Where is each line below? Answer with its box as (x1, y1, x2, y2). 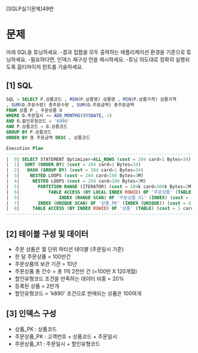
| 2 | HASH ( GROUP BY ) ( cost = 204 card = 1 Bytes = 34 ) (6, 167, 144, 173)
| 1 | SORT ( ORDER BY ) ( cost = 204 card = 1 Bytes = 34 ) (6, 161, 141, 168)
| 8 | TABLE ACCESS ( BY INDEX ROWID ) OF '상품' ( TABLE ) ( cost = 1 (6, 206, 181, 212)
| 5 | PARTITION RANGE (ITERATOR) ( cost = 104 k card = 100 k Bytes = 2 (6, 183, 189, 190)
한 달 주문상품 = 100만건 (14, 253, 71, 260)
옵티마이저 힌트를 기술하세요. (16, 63, 84, 70)
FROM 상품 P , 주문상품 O (6, 107, 62, 113)
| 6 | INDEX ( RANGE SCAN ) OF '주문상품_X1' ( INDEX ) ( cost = (6, 194, 189, 200)
